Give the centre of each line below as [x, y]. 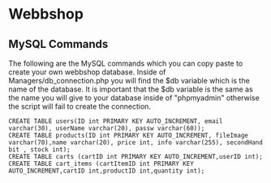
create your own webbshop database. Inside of [87, 72]
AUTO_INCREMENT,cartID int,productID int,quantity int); [107, 171]
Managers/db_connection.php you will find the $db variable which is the [129, 81]
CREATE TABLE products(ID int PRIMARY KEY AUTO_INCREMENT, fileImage [129, 135]
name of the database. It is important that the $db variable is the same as [131, 89]
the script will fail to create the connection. [80, 106]
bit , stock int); [39, 150]
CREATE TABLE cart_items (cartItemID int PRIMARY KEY [101, 164]
